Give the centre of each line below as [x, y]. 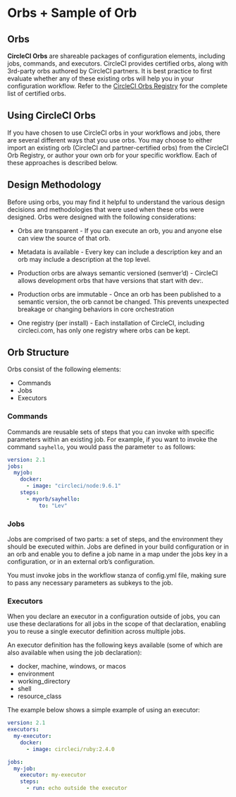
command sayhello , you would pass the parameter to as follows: [101, 447]
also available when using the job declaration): [75, 653]
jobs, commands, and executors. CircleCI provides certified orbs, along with [118, 64]
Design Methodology [54, 185]
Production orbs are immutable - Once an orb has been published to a [119, 294]
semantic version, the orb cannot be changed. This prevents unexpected [123, 301]
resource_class [39, 696]
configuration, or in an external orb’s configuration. [81, 562]
